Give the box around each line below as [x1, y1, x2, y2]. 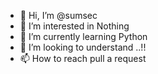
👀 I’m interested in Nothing [19, 20, 130, 32]
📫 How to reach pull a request [19, 53, 147, 64]
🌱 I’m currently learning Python [19, 31, 148, 42]
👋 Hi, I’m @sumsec [19, 10, 98, 21]
